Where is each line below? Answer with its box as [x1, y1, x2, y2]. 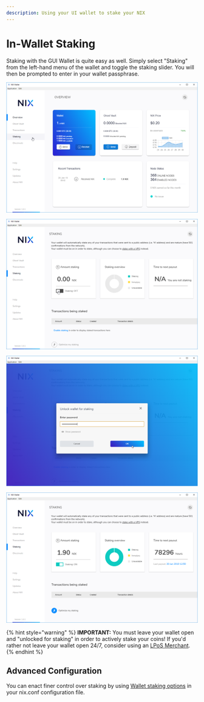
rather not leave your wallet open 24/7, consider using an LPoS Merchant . [6, 642, 191, 649]
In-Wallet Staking [6, 37, 96, 51]
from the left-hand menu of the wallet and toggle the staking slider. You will [6, 63, 194, 71]
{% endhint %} [6, 648, 44, 655]
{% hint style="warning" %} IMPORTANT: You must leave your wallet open [6, 628, 194, 636]
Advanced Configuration [6, 666, 102, 676]
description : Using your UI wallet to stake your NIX [6, 10, 146, 16]
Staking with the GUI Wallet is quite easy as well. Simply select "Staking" [6, 57, 188, 64]
